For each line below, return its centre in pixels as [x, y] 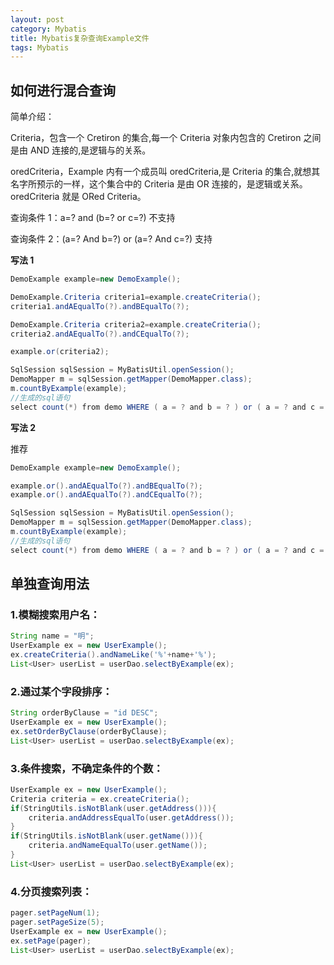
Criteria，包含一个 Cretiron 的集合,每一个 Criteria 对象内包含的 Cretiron [156, 138]
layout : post [37, 19]
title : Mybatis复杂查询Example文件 [80, 38]
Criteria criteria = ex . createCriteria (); [100, 799]
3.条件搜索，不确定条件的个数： [87, 768]
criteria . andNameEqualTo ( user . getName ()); [118, 846]
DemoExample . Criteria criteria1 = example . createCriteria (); [136, 297]
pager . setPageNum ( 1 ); [55, 913]
